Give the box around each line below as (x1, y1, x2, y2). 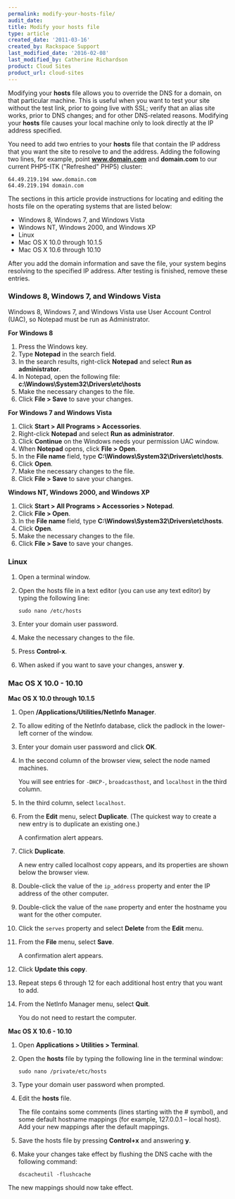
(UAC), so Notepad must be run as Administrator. (8, 315, 151, 323)
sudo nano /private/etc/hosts (18, 1068, 108, 1075)
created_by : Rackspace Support (8, 43, 100, 50)
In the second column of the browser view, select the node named (18, 757, 210, 765)
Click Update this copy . (18, 965, 87, 974)
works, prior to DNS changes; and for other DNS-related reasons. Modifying (8, 111, 229, 120)
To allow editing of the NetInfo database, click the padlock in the (18, 721, 205, 730)
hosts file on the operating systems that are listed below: (8, 201, 172, 210)
